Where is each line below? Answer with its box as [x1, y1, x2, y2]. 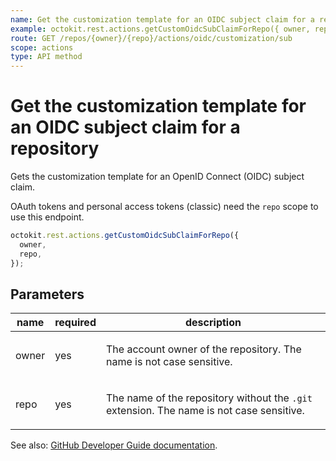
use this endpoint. [10, 211, 85, 223]
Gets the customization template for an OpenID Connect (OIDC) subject [10, 171, 305, 183]
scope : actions [10, 42, 74, 53]
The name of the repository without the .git [105, 391, 313, 405]
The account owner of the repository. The [105, 342, 302, 356]
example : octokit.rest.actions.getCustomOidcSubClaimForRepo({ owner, [10, 24, 311, 34]
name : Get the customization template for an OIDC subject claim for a [10, 14, 315, 25]
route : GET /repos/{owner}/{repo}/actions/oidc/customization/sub [10, 33, 293, 43]
